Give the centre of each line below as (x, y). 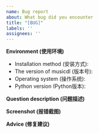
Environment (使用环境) (35, 52)
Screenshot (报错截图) (34, 112)
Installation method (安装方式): (52, 64)
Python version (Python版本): (50, 86)
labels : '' (19, 28)
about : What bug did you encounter (50, 17)
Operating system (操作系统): (50, 79)
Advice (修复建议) (28, 124)
